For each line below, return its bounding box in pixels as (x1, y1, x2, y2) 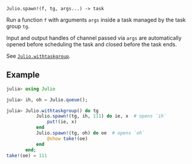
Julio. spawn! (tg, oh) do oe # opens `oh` (36, 130, 145, 136)
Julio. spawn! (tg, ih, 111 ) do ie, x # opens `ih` (36, 113, 167, 119)
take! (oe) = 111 (6, 153, 47, 159)
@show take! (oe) (47, 136, 88, 142)
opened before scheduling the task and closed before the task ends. (6, 41, 177, 48)
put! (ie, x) (47, 119, 78, 125)
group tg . (6, 23, 30, 30)
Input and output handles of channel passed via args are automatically (6, 34, 182, 42)
